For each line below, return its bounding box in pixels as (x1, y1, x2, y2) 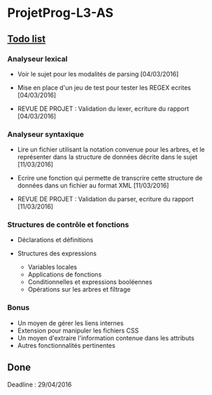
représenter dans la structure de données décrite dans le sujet (17, 153, 198, 161)
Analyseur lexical (7, 54, 68, 64)
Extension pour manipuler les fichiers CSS (17, 326, 139, 335)
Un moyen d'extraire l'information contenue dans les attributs (17, 333, 195, 342)
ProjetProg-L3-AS (7, 5, 114, 21)
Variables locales (27, 263, 78, 272)
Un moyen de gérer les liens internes (17, 319, 124, 327)
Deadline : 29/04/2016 (7, 380, 72, 389)
